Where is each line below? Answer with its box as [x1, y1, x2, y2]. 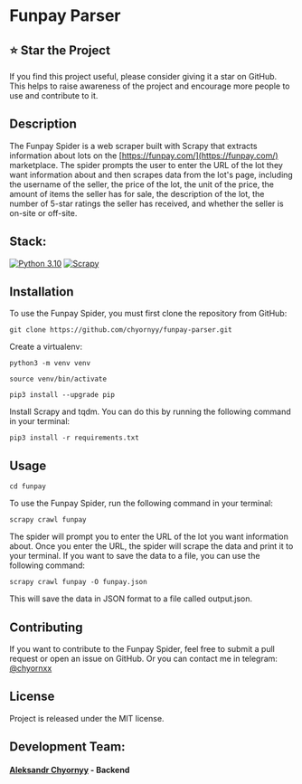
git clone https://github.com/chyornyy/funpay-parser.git [9, 326, 232, 335]
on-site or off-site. [9, 207, 78, 218]
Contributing [9, 619, 83, 635]
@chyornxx [9, 663, 52, 674]
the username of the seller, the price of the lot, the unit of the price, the [9, 178, 274, 190]
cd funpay [9, 482, 47, 491]
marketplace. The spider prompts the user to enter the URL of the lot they [9, 159, 283, 170]
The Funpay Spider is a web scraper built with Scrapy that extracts [9, 140, 258, 151]
